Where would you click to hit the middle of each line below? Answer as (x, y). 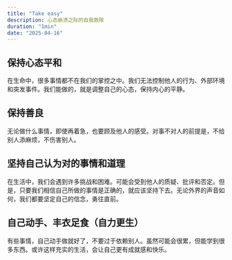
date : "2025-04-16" (35, 33)
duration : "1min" (32, 26)
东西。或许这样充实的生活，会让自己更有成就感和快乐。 (91, 249)
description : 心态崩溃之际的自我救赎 (56, 20)
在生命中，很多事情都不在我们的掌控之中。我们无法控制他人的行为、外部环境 (116, 81)
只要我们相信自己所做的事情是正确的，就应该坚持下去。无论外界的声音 (119, 190)
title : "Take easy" (35, 13)
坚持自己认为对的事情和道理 (66, 164)
